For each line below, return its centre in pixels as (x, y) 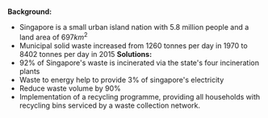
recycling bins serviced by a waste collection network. (110, 105)
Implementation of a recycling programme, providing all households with (140, 96)
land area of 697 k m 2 (53, 37)
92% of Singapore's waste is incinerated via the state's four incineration (139, 63)
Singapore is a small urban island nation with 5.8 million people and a (134, 27)
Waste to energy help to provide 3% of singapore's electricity (121, 79)
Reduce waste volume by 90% (70, 88)
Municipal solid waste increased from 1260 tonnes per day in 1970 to (133, 45)
